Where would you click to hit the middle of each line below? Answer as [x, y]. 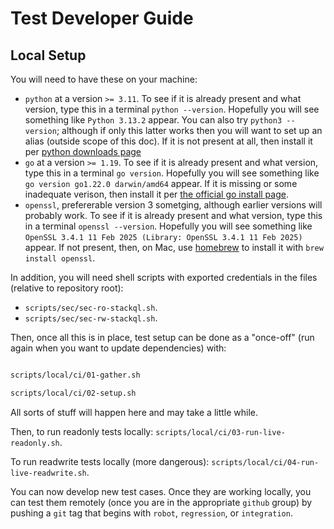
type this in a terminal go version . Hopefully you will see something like [172, 173]
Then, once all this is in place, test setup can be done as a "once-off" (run [162, 337]
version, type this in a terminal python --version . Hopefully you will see [172, 109]
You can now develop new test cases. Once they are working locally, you [161, 491]
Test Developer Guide [102, 18]
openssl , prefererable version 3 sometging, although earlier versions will [173, 205]
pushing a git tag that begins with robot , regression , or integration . [151, 513]
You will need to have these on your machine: [104, 79]
